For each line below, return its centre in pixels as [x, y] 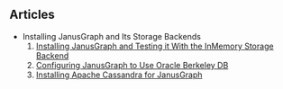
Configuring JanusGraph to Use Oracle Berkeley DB [132, 65]
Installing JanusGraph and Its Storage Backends [111, 36]
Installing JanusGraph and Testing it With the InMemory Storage [155, 46]
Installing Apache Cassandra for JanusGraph [119, 75]
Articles [32, 15]
